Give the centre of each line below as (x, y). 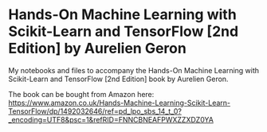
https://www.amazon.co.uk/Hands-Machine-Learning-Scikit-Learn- (120, 103)
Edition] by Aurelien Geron (98, 49)
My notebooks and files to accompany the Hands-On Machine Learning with (134, 70)
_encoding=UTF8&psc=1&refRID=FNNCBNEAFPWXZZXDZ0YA (111, 119)
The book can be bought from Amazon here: (81, 94)
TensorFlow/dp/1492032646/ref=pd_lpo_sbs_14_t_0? (95, 111)
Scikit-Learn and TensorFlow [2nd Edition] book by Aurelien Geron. (118, 79)
